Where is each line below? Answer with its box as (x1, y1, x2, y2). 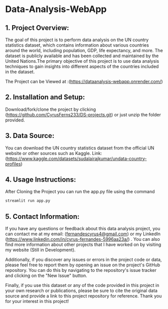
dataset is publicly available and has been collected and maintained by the (5, 53, 159, 59)
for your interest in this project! (5, 298, 69, 304)
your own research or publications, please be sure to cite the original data (5, 287, 158, 294)
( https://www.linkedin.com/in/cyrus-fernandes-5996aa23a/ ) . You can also (5, 236, 160, 242)
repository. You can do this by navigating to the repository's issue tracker (5, 267, 157, 273)
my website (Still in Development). (5, 247, 76, 253)
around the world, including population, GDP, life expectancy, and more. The (5, 48, 163, 53)
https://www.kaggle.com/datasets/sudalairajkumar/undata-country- (7, 156, 147, 162)
